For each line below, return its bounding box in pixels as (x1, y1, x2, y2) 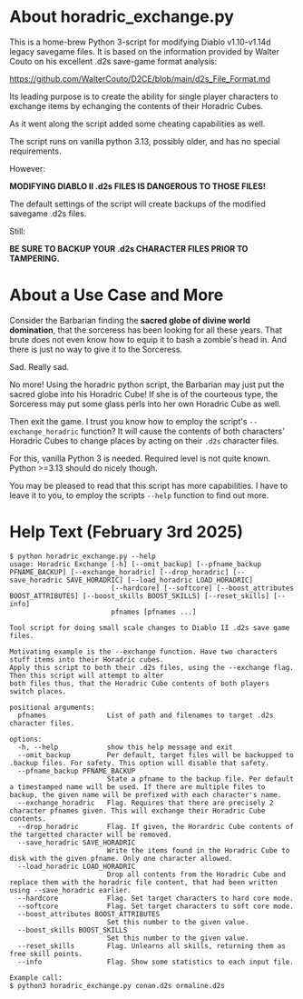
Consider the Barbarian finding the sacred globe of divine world (9, 315, 251, 325)
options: (9, 734, 43, 744)
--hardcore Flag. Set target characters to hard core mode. (17, 894, 295, 903)
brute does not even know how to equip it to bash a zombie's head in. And (9, 334, 288, 345)
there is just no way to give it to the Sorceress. (9, 344, 183, 355)
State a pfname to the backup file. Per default (106, 774, 295, 784)
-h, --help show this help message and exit (17, 743, 233, 752)
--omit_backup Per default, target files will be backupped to (17, 750, 295, 760)
